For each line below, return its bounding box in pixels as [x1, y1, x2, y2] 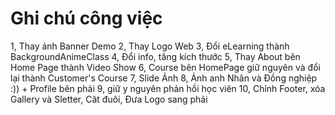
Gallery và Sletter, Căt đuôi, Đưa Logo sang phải [10, 93, 208, 105]
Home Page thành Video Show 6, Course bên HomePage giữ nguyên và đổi [10, 61, 321, 73]
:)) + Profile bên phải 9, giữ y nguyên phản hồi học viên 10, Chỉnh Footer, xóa [10, 82, 326, 94]
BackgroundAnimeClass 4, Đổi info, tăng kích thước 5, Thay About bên [10, 50, 301, 62]
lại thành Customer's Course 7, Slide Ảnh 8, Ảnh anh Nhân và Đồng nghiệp [10, 72, 318, 84]
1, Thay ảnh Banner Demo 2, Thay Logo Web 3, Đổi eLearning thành [10, 40, 290, 52]
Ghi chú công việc [10, 7, 163, 30]
